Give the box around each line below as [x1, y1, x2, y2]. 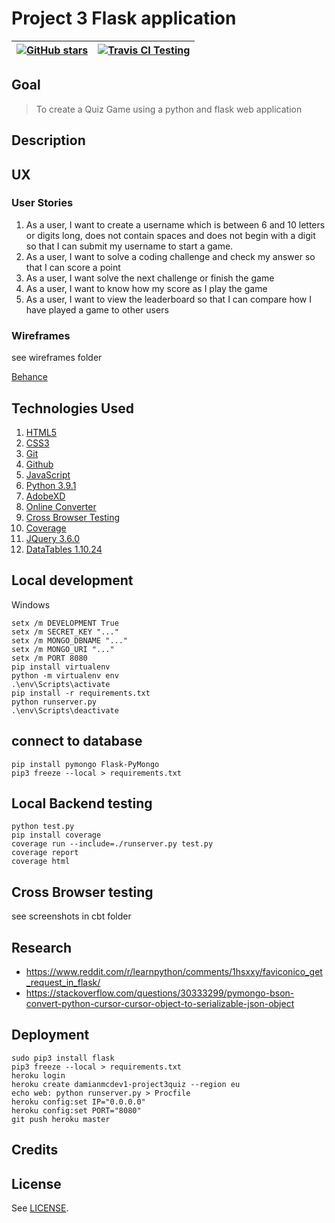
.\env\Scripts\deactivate [11, 705, 119, 716]
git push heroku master [11, 1114, 111, 1124]
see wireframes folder [11, 352, 103, 364]
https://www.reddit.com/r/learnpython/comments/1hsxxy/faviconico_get [25, 966, 323, 977]
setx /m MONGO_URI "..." [11, 644, 115, 654]
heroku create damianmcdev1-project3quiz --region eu [11, 1079, 241, 1089]
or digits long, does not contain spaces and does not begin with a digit [25, 229, 316, 241]
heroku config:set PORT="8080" [11, 1105, 142, 1116]
